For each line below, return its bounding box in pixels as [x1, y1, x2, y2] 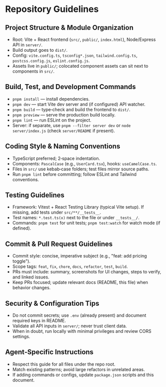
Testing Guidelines [5, 191, 65, 200]
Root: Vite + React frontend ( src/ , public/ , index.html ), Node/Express [12, 36, 156, 42]
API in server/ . [12, 42, 43, 48]
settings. [12, 334, 31, 340]
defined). [12, 225, 31, 231]
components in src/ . [12, 68, 55, 74]
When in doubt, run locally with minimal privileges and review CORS [12, 328, 152, 334]
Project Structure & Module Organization [5, 23, 134, 32]
